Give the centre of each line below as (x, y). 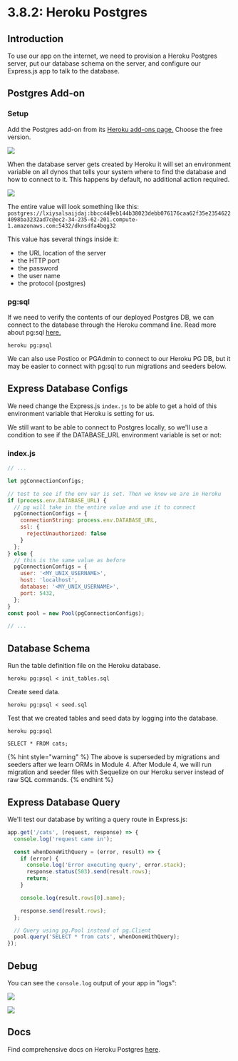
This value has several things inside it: (63, 239)
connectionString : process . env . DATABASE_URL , (89, 521)
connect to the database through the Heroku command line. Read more (112, 325)
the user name (39, 275)
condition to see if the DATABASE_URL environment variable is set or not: (115, 435)
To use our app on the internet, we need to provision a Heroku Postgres (112, 56)
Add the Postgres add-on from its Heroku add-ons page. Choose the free (115, 129)
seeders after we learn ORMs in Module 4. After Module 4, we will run (109, 765)
